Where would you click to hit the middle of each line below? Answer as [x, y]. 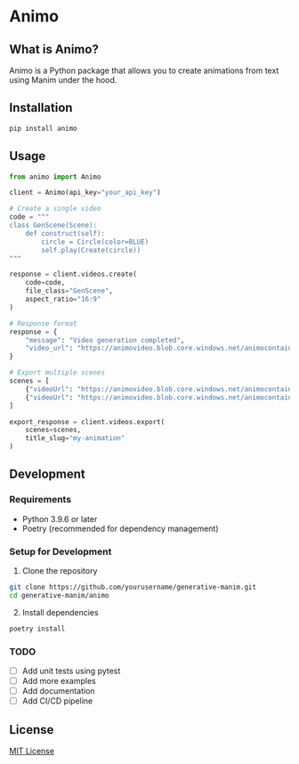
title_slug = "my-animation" [75, 438]
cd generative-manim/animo [59, 595]
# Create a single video [55, 209]
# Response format [43, 323]
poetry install [37, 629]
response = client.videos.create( [73, 274]
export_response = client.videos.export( [87, 422]
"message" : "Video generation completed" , [105, 340]
